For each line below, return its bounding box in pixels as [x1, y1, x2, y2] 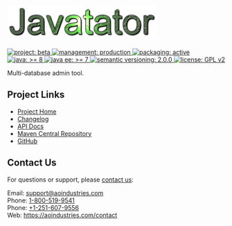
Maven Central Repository [17, 129, 92, 137]
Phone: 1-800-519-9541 [7, 196, 75, 205]
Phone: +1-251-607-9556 [7, 203, 80, 211]
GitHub [17, 137, 38, 145]
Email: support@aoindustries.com [7, 189, 104, 197]
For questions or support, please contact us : [7, 175, 134, 184]
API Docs [17, 122, 44, 130]
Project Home [17, 107, 57, 116]
